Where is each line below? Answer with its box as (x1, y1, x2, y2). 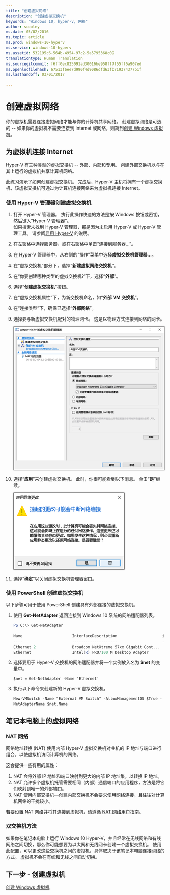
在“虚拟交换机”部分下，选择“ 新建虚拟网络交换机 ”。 (13, 263, 119, 269)
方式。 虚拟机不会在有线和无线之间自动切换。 (6, 854, 100, 860)
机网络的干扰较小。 (13, 798, 53, 804)
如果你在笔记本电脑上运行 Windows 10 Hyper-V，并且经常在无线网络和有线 (6, 835, 161, 841)
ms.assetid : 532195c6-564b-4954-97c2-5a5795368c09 (6, 50, 115, 55)
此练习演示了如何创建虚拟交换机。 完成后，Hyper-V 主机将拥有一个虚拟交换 (6, 179, 163, 185)
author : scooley (6, 24, 40, 29)
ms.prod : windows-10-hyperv (6, 40, 65, 45)
